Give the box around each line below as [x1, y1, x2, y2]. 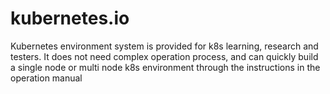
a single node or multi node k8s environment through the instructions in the [10, 61, 321, 73]
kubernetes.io [10, 7, 130, 30]
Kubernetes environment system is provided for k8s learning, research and [10, 40, 319, 52]
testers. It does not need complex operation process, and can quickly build [10, 50, 319, 62]
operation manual [10, 72, 83, 84]
